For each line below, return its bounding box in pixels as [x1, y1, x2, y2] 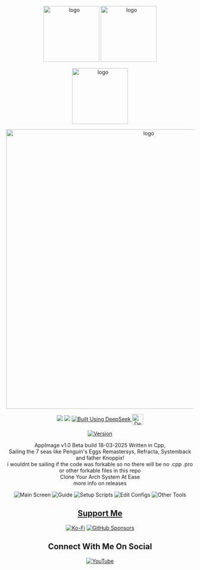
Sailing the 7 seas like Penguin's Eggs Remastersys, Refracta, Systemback [8, 448, 192, 455]
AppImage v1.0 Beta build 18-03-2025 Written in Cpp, [34, 442, 166, 448]
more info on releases [73, 480, 127, 487]
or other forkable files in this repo [59, 467, 141, 474]
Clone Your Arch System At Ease [60, 473, 140, 480]
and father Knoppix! [76, 454, 124, 461]
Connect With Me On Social [48, 541, 152, 552]
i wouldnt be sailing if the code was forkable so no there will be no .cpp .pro [7, 461, 193, 467]
